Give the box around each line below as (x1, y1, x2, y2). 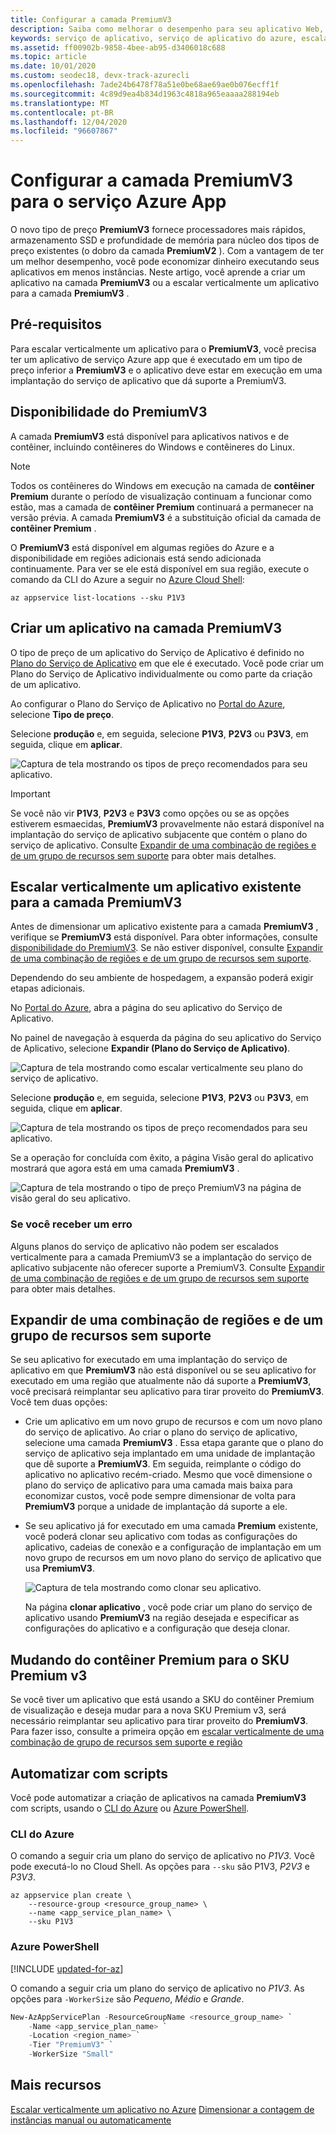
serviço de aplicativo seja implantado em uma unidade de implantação (24, 1447, 316, 1460)
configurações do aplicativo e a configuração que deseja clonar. (24, 1622, 291, 1635)
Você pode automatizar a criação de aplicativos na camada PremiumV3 (10, 1792, 307, 1804)
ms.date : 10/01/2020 (10, 61, 97, 71)
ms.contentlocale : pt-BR (10, 107, 114, 118)
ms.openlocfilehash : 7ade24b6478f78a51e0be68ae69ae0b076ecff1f (10, 80, 280, 90)
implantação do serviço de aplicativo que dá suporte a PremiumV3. (10, 374, 287, 386)
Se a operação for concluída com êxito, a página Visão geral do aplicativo (10, 1152, 314, 1164)
